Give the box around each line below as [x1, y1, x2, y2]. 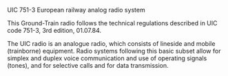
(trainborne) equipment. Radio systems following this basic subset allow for [7, 47, 221, 55]
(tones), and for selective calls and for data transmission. [7, 62, 169, 69]
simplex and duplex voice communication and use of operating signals [7, 54, 207, 62]
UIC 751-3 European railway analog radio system [7, 6, 146, 14]
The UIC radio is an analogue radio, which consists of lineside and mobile [7, 40, 216, 47]
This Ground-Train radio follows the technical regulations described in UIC [7, 19, 218, 27]
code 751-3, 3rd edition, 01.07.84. [7, 27, 102, 34]
